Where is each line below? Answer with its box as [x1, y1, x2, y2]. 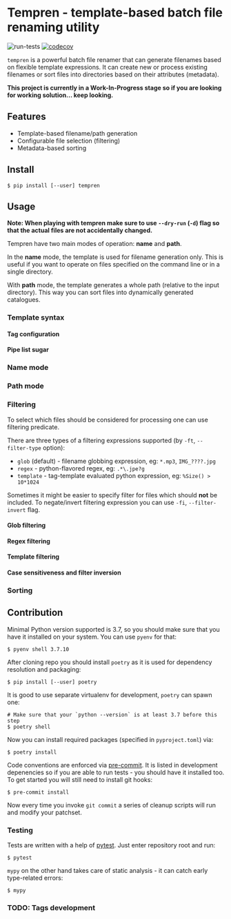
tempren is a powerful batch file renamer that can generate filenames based [7, 55, 222, 63]
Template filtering [7, 553, 60, 561]
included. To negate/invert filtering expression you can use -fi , [7, 498, 188, 506]
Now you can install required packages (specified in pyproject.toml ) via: [7, 735, 214, 743]
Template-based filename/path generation [17, 129, 138, 137]
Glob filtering [7, 522, 46, 530]
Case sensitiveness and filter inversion [7, 568, 122, 577]
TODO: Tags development [7, 902, 96, 912]
